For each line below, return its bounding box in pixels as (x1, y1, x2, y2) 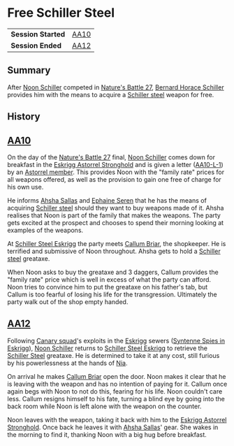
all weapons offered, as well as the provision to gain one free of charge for (7, 175, 221, 183)
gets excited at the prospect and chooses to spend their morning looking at (7, 218, 224, 226)
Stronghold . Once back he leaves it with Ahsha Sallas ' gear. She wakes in (7, 423, 219, 431)
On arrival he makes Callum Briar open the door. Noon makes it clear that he (7, 372, 226, 380)
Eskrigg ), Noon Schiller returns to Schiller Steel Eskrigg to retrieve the (7, 344, 208, 352)
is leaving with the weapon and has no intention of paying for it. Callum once (7, 380, 228, 388)
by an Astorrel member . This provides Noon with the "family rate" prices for (7, 168, 225, 176)
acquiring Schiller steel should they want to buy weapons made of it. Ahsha (7, 203, 224, 212)
